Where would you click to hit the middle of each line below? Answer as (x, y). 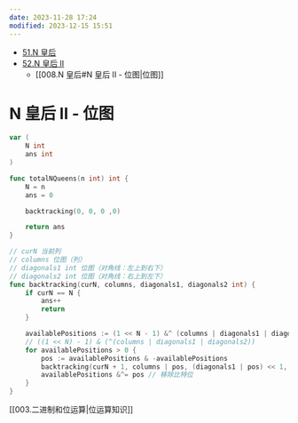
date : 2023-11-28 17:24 (53, 17)
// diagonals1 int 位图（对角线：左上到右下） (88, 267)
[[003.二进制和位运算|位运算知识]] (71, 410)
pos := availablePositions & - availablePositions (134, 358)
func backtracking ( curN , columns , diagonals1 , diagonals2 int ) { (132, 284)
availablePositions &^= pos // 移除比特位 (117, 375)
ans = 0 (39, 195)
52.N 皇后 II (43, 63)
